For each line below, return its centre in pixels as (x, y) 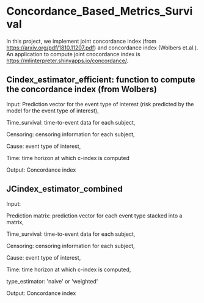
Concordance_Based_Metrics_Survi (100, 11)
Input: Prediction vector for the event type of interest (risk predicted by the (100, 104)
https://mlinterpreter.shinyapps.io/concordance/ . (67, 60)
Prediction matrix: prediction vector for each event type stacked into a (94, 216)
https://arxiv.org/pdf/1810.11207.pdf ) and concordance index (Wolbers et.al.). (102, 48)
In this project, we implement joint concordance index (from (82, 41)
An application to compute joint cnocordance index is (73, 54)
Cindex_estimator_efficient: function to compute (101, 80)
